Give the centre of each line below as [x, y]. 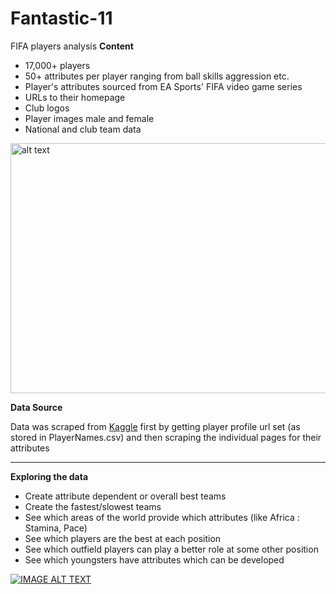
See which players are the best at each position [123, 538]
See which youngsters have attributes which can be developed [154, 559]
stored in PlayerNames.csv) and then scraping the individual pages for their [166, 437]
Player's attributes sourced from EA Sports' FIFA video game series [163, 86]
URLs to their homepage [75, 97]
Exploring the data [49, 476]
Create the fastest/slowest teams [93, 506]
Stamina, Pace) [56, 528]
